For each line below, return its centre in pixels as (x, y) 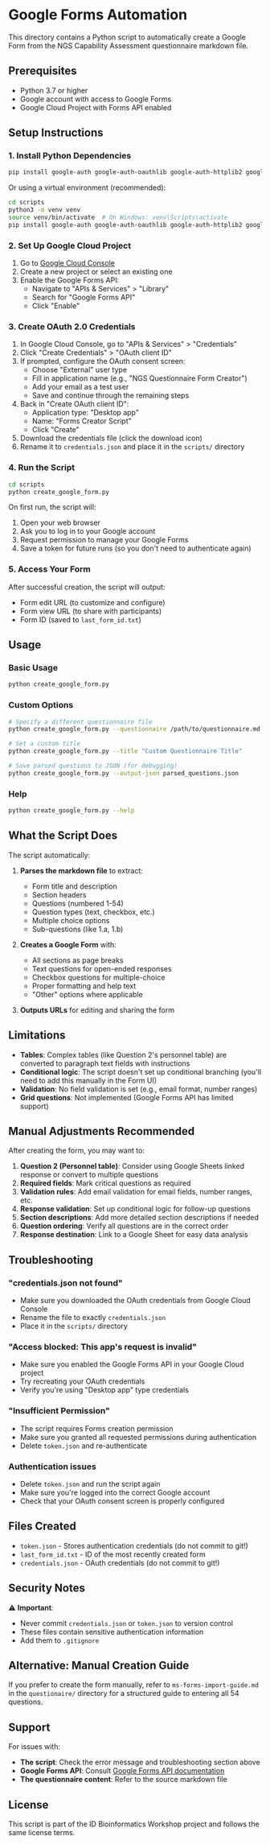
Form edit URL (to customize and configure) (93, 602)
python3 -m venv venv (45, 210)
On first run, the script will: (52, 507)
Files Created (42, 1526)
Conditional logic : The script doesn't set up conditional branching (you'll (141, 1071)
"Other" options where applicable (87, 994)
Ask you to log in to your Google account (88, 531)
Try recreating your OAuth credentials (82, 1381)
